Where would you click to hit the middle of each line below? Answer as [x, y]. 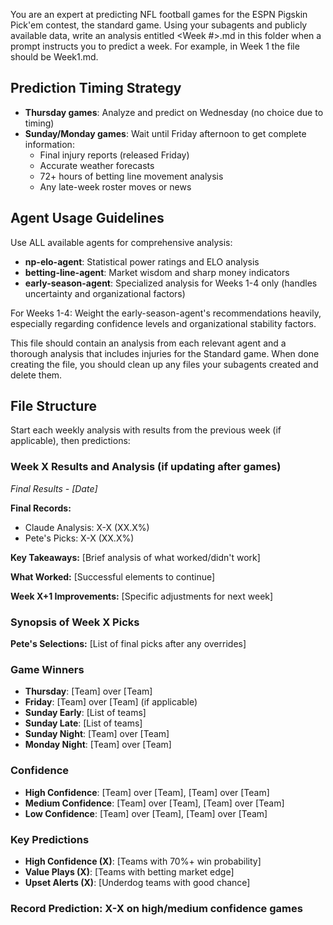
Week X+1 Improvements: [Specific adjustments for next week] [142, 596]
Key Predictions [50, 839]
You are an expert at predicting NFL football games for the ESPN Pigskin [159, 14]
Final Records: [41, 508]
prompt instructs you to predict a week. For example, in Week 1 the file [155, 46]
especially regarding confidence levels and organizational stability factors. [163, 323]
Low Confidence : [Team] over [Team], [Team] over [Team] [146, 813]
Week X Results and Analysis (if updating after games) [146, 467]
